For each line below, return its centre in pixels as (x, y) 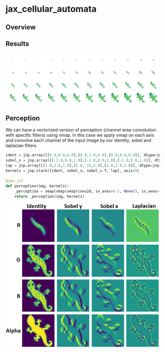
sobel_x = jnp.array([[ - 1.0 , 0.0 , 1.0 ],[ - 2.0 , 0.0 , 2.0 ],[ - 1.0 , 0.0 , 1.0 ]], (79, 160)
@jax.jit (14, 181)
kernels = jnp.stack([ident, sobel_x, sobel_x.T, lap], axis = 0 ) (72, 171)
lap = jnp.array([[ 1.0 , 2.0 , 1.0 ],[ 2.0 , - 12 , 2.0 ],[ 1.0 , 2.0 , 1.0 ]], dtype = (79, 165)
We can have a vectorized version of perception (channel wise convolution (81, 130)
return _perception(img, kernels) (49, 197)
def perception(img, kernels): (37, 186)
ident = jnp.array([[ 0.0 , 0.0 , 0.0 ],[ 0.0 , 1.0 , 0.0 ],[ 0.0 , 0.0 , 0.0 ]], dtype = (81, 155)
